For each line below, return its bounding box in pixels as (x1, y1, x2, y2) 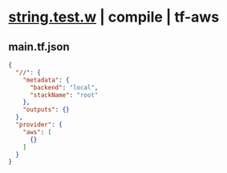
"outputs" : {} (22, 106, 70, 114)
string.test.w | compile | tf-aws (8, 8, 220, 26)
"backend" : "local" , (29, 83, 99, 91)
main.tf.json (8, 40, 70, 54)
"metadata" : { (22, 76, 70, 84)
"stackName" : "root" (29, 91, 99, 99)
